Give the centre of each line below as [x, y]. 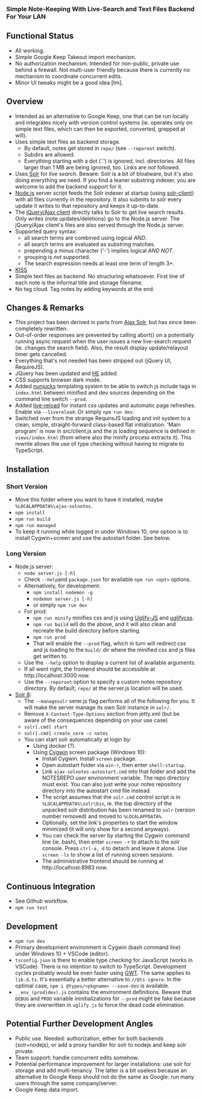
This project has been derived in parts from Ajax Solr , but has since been [106, 322]
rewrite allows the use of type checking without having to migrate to [99, 444]
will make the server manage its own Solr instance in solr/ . [97, 707]
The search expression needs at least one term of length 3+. [99, 263]
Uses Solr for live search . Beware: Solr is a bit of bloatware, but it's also [104, 174]
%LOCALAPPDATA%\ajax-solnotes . [54, 506]
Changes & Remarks [45, 308]
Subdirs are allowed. [49, 154]
